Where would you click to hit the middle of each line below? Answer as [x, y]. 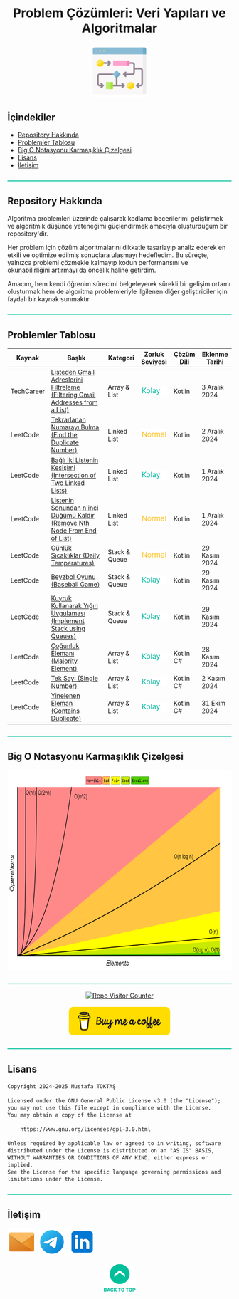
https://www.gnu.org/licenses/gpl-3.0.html [86, 1129]
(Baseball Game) [75, 584]
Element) [64, 668]
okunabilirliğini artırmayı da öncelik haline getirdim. [82, 270]
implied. [20, 1165]
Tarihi [215, 362]
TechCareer [28, 391]
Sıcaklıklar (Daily [75, 555]
